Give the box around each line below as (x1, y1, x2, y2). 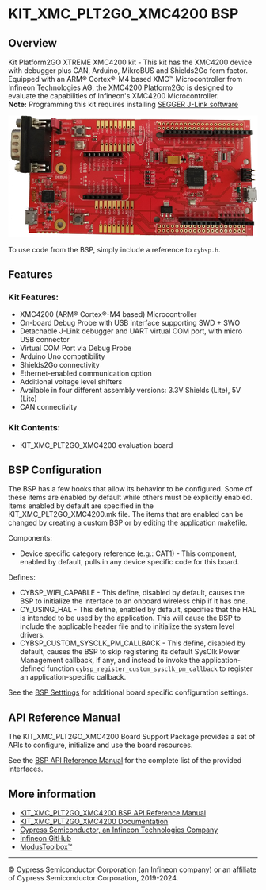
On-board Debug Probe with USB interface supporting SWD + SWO (19, 318, 241, 328)
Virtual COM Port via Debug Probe (19, 343, 132, 353)
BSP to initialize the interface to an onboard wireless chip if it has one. (19, 596, 248, 606)
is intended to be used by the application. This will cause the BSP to (19, 613, 241, 623)
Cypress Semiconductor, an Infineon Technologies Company (19, 825, 218, 834)
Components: (8, 534, 53, 543)
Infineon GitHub (19, 833, 72, 842)
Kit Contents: (8, 422, 61, 433)
